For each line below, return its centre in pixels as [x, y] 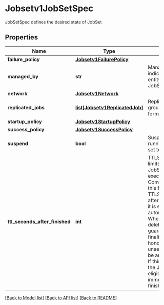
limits [154, 163]
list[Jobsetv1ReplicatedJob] [109, 107]
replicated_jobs [26, 107]
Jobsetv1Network [97, 93]
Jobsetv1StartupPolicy [103, 122]
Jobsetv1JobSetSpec [49, 9]
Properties [21, 37]
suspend [18, 143]
